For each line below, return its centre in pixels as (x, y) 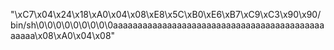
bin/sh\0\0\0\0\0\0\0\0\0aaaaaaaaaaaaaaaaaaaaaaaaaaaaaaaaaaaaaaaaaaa (167, 25)
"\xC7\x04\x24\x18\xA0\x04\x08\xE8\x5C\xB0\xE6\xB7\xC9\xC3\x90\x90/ (166, 14)
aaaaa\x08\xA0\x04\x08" (63, 35)
